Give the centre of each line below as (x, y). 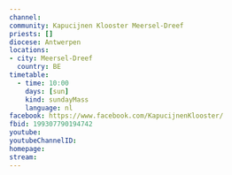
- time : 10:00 (43, 83)
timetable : (29, 75)
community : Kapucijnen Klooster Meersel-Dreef (97, 26)
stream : (23, 157)
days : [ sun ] (47, 91)
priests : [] (31, 34)
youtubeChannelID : (43, 141)
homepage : (27, 148)
